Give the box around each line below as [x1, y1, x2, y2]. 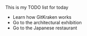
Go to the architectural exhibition [12, 20, 82, 25]
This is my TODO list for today [5, 5, 69, 10]
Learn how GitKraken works [12, 14, 72, 20]
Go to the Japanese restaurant [12, 25, 78, 31]
